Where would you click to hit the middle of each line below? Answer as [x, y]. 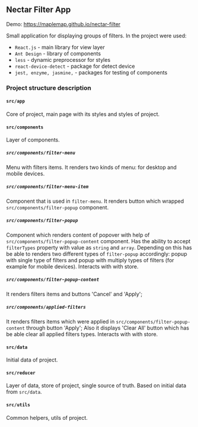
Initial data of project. [32, 360]
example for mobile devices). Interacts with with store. [72, 266]
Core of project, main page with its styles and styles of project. [83, 114]
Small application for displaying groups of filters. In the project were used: [96, 36]
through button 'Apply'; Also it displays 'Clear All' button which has [108, 328]
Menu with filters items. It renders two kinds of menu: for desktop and [91, 167]
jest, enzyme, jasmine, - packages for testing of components [91, 72]
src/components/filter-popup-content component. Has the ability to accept [98, 241]
